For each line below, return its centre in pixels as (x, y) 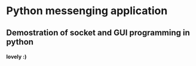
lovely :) (16, 57)
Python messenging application (87, 11)
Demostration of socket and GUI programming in (98, 33)
